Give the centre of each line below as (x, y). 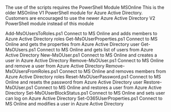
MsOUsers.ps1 (21, 50)
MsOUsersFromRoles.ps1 (32, 71)
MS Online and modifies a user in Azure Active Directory (65, 104)
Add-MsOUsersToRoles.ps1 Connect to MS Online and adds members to (81, 33)
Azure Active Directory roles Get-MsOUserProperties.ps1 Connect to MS (81, 39)
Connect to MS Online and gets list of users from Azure (95, 50)
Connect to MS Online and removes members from (113, 71)
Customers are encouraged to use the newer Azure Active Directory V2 (80, 18)
